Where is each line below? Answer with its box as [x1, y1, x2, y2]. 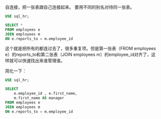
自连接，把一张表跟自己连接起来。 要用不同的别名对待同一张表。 [5, 4, 135, 10]
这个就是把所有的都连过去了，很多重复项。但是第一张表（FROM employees [5, 46, 156, 51]
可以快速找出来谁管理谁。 [13, 58, 65, 64]
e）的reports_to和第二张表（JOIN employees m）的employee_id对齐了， [5, 51, 152, 57]
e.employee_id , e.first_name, [14, 91, 78, 96]
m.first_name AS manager [14, 96, 64, 101]
